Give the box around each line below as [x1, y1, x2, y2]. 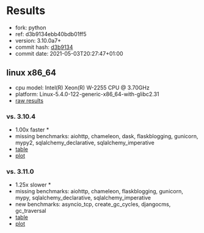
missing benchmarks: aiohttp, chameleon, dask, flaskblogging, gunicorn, [15, 133, 199, 140]
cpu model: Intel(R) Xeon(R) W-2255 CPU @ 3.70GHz [15, 84, 150, 91]
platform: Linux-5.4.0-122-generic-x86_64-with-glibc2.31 [15, 90, 160, 98]
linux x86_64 [6, 68, 57, 78]
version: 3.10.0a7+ [15, 37, 62, 44]
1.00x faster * [15, 126, 49, 133]
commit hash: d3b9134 [15, 43, 73, 51]
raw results [15, 97, 44, 104]
